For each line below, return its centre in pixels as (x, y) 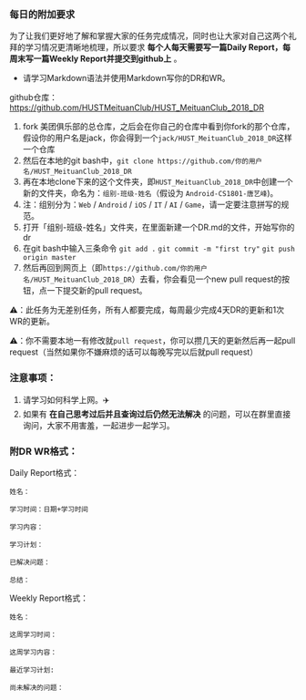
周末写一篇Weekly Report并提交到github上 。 (96, 59)
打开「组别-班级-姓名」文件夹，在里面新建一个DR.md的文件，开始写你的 (158, 227)
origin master (49, 258)
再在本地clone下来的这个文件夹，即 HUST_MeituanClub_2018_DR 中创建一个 (158, 182)
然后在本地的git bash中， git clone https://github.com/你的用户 (142, 160)
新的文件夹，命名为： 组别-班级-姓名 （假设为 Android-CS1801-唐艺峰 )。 (150, 193)
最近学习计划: (32, 670)
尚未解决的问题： (37, 687)
